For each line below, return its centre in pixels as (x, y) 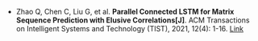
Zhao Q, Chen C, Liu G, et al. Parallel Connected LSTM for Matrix (125, 12)
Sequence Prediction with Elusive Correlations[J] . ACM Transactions (133, 20)
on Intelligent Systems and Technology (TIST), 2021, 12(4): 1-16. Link (130, 29)
